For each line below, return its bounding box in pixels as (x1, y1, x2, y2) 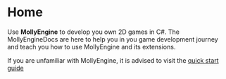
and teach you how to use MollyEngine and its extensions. (7, 42, 176, 51)
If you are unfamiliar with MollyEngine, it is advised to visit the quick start (7, 56, 220, 64)
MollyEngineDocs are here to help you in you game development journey (7, 35, 218, 43)
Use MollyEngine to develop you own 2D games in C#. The (7, 28, 180, 36)
